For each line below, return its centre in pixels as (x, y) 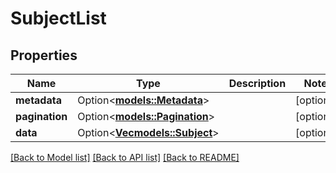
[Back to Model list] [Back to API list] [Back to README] (125, 157)
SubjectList (58, 18)
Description (257, 83)
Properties (44, 55)
